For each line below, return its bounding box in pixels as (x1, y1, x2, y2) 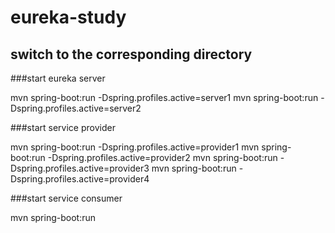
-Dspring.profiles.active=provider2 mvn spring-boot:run (47, 152, 278, 163)
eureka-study (10, 6, 127, 29)
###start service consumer (10, 192, 123, 204)
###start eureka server (10, 72, 106, 84)
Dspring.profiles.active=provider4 (10, 173, 150, 185)
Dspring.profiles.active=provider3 (10, 162, 150, 174)
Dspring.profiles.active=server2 (10, 102, 142, 114)
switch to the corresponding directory (10, 46, 253, 63)
